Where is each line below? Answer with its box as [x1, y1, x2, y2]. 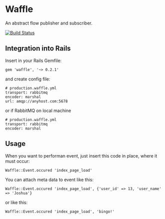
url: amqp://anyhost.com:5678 [5, 98, 68, 103]
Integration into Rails [5, 44, 71, 53]
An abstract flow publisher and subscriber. [5, 20, 93, 26]
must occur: [5, 158, 30, 164]
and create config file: [5, 76, 51, 82]
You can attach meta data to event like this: [5, 176, 94, 182]
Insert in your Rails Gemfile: [5, 57, 62, 63]
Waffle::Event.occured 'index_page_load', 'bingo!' [5, 209, 115, 214]
